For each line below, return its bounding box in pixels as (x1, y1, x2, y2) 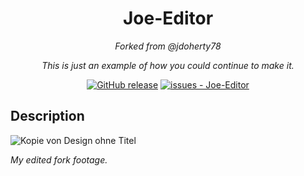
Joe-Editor (122, 7, 214, 30)
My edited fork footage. (10, 153, 108, 166)
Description (10, 108, 85, 125)
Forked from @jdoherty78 (114, 40, 222, 52)
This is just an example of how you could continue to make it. (41, 59, 295, 71)
